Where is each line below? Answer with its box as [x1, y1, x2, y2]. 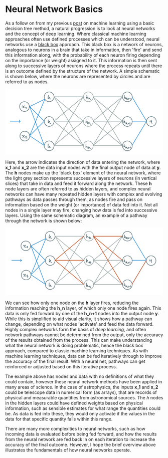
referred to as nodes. [5, 79, 49, 85]
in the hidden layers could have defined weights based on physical [5, 400, 143, 406]
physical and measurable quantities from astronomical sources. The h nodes [5, 394, 163, 400]
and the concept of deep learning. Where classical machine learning [5, 31, 146, 37]
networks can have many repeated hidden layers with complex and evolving [5, 191, 162, 197]
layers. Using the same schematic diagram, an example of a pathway [5, 212, 148, 218]
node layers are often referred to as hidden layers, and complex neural [5, 185, 151, 191]
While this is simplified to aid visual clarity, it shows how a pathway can [5, 316, 152, 322]
